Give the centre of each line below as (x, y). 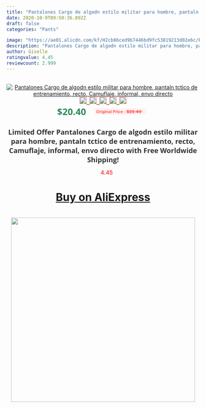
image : (15, 41)
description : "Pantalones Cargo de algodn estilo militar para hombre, (100, 46)
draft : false (23, 23)
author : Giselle (27, 52)
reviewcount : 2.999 (31, 63)
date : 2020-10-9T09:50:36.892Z (46, 18)
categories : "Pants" (33, 29)
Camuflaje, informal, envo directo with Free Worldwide (103, 150)
